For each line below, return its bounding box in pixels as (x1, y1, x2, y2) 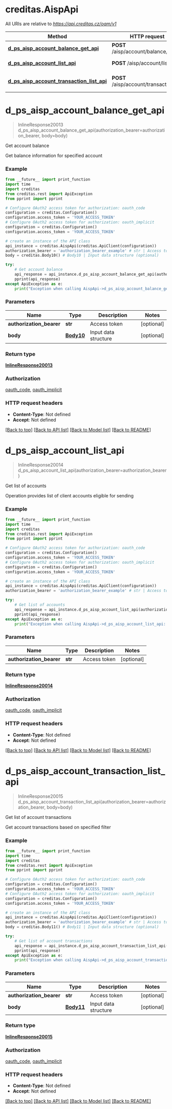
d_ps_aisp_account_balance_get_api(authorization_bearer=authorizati (17, 127, 165, 133)
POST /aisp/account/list (112, 59, 169, 66)
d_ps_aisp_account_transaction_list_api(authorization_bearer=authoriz (17, 798, 166, 804)
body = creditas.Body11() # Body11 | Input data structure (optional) (5, 924, 159, 929)
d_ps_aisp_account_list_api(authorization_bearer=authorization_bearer (17, 467, 167, 473)
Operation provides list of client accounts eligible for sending (5, 492, 134, 498)
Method (48, 32, 68, 40)
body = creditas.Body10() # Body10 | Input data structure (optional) (5, 253, 159, 258)
